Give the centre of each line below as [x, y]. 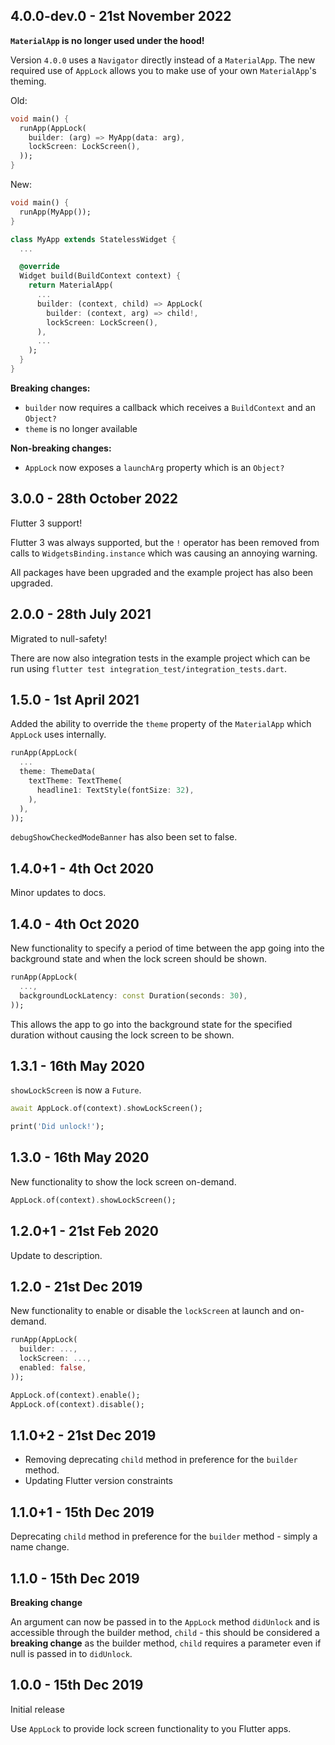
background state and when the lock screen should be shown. [139, 958]
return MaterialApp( [71, 285]
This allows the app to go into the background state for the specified [151, 1024]
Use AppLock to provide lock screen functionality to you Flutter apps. [151, 1728]
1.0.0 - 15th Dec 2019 [77, 1685]
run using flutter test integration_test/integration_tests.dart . [148, 668]
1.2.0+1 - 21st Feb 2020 [84, 1231]
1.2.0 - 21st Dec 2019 [76, 1286]
